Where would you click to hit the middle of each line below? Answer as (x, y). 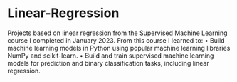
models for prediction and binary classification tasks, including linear (108, 63)
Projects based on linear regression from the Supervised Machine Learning (117, 33)
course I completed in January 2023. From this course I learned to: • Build (116, 40)
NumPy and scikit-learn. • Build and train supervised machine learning (111, 56)
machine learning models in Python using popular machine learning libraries (119, 48)
